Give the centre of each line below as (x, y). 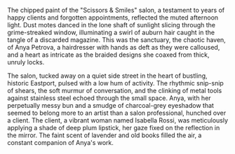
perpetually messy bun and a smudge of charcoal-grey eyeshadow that (110, 105)
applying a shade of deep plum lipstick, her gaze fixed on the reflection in (114, 128)
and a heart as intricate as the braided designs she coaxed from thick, (108, 55)
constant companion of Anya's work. (61, 142)
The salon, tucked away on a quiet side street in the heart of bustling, (108, 76)
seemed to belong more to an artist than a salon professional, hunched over (117, 113)
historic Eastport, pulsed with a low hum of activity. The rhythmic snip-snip (116, 83)
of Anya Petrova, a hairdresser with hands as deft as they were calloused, (114, 47)
